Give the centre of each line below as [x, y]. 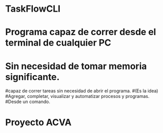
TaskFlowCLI [33, 9]
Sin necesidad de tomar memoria [76, 66]
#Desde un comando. [28, 102]
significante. [32, 77]
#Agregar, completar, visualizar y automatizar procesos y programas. [77, 96]
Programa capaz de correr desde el [81, 32]
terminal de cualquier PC [58, 43]
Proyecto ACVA [38, 122]
